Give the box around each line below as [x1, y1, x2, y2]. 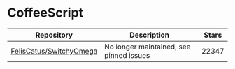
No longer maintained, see [104, 42, 191, 52]
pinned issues [104, 50, 150, 60]
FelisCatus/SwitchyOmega [10, 46, 98, 56]
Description [129, 30, 170, 40]
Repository [35, 30, 73, 40]
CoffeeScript [7, 5, 84, 21]
